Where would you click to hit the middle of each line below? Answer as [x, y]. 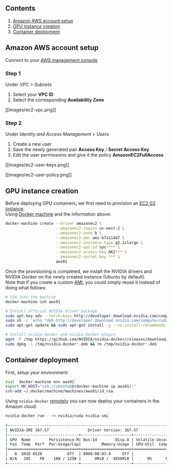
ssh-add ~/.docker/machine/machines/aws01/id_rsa [59, 391]
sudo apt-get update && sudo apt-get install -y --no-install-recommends [86, 325]
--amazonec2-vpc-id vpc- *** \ [88, 247]
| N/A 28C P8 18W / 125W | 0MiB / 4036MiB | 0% [79, 459]
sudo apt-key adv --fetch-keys [39, 316]
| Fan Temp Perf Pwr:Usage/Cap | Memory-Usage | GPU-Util [80, 444]
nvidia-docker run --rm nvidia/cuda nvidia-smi [57, 416]
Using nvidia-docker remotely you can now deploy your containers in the [82, 401]
